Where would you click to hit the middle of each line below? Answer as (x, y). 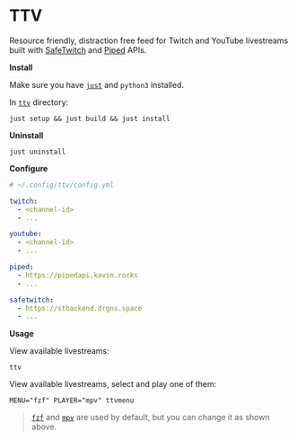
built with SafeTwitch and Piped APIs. (78, 49)
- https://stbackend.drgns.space (80, 308)
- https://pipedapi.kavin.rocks (78, 275)
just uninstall (38, 152)
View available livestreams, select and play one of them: (113, 384)
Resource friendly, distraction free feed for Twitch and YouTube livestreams (149, 40)
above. (44, 427)
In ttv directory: (39, 102)
